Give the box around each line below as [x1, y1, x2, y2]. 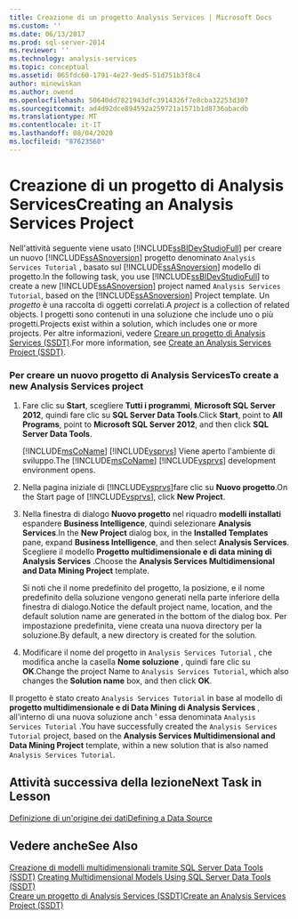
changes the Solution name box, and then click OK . [21, 675, 213, 686]
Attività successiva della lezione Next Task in [9, 775, 262, 790]
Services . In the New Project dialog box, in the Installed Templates [21, 527, 269, 538]
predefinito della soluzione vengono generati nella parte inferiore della [21, 592, 280, 602]
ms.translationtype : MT [9, 112, 98, 121]
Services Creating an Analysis [9, 194, 234, 214]
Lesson [9, 789, 51, 804]
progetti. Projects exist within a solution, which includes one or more [9, 318, 258, 329]
